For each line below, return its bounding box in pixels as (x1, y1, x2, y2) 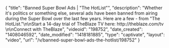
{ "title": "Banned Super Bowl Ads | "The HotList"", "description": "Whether (5, 5, 163, 11)
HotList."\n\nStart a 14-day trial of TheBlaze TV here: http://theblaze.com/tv (5, 21, 164, 27)
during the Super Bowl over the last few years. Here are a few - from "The (5, 16, 160, 21)
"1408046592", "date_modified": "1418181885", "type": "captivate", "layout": (5, 32, 165, 37)
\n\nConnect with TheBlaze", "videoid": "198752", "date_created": (5, 26, 143, 32)
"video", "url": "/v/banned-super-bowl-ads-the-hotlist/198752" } (5, 37, 140, 43)
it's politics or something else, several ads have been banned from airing (5, 10, 158, 16)
